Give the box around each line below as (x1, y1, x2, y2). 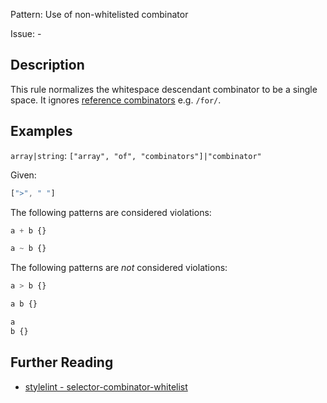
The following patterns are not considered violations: (10, 262, 228, 274)
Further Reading (10, 354, 114, 371)
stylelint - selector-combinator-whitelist (24, 380, 188, 393)
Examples (10, 123, 73, 140)
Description (10, 57, 85, 74)
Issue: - (10, 28, 42, 39)
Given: (10, 169, 37, 181)
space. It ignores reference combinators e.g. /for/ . (10, 94, 222, 106)
